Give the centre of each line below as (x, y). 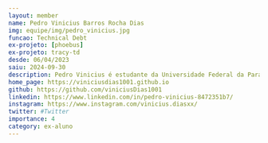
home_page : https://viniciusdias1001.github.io (89, 82)
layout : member (33, 15)
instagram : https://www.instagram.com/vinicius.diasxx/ (103, 104)
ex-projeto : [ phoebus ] (46, 45)
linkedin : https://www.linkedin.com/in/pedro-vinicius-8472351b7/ (121, 97)
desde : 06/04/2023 (39, 60)
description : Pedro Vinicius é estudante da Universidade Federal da (126, 75)
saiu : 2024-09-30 (37, 68)
